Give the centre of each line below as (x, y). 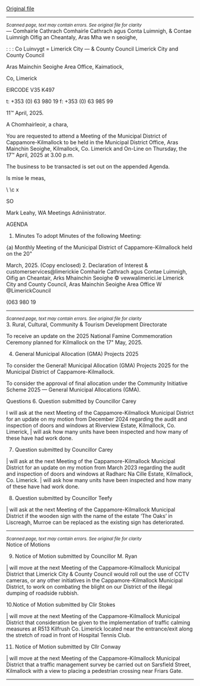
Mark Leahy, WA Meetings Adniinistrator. (56, 213)
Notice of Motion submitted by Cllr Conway (68, 647)
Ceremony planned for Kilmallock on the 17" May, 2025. (74, 342)
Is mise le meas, (26, 178)
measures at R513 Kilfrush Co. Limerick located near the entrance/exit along (100, 629)
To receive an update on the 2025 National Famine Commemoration (89, 336)
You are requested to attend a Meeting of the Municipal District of (87, 136)
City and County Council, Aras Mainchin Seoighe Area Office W (84, 284)
